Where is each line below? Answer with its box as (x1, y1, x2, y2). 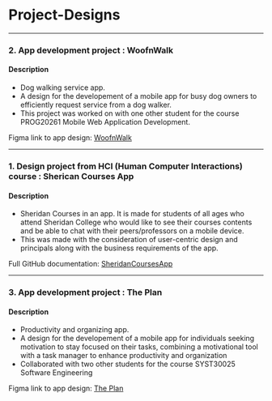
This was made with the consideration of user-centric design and (19, 235, 239, 245)
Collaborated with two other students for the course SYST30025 (19, 359, 236, 369)
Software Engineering (19, 368, 93, 378)
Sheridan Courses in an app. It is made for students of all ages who (19, 209, 244, 219)
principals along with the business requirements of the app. (19, 243, 219, 253)
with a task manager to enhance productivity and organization (19, 351, 227, 360)
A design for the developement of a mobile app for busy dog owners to (19, 92, 257, 101)
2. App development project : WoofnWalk (8, 45, 174, 56)
